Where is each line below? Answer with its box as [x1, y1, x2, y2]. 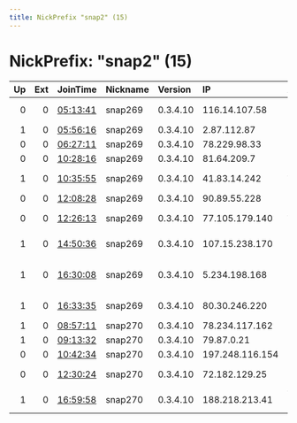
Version [157, 83, 192, 96]
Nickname [105, 83, 149, 96]
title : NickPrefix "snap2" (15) [9, 12, 128, 22]
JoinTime [57, 83, 97, 96]
